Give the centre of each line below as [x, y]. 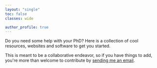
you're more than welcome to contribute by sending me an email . [70, 60]
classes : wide [19, 18]
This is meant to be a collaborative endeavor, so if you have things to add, [79, 55]
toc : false [16, 14]
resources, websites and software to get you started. [58, 46]
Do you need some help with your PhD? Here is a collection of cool [72, 41]
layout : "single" [23, 9]
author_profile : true [27, 27]
